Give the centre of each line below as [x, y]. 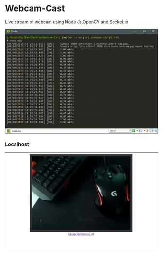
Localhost [17, 144]
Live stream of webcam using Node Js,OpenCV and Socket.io [67, 22]
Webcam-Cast [35, 8]
